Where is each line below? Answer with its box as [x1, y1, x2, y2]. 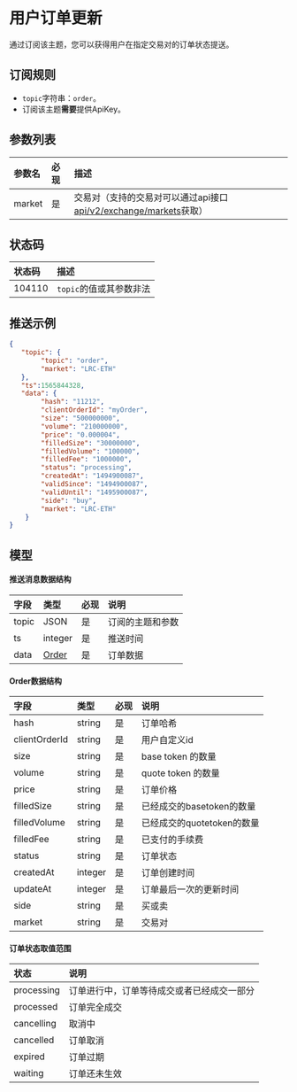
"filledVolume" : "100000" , [41, 446, 141, 456]
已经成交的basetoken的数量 [141, 801, 256, 813]
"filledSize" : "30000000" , [41, 438, 141, 447]
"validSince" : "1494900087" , [41, 480, 148, 489]
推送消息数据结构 [9, 574, 72, 585]
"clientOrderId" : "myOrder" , [41, 406, 148, 414]
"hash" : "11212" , [41, 398, 104, 407]
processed [13, 1001, 58, 1013]
